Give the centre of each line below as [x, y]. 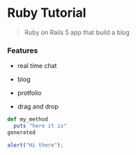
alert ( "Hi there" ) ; [36, 145]
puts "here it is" [40, 126]
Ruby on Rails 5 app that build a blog [77, 32]
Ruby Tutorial [47, 13]
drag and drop [38, 107]
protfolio [29, 93]
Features [23, 50]
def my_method [28, 120]
